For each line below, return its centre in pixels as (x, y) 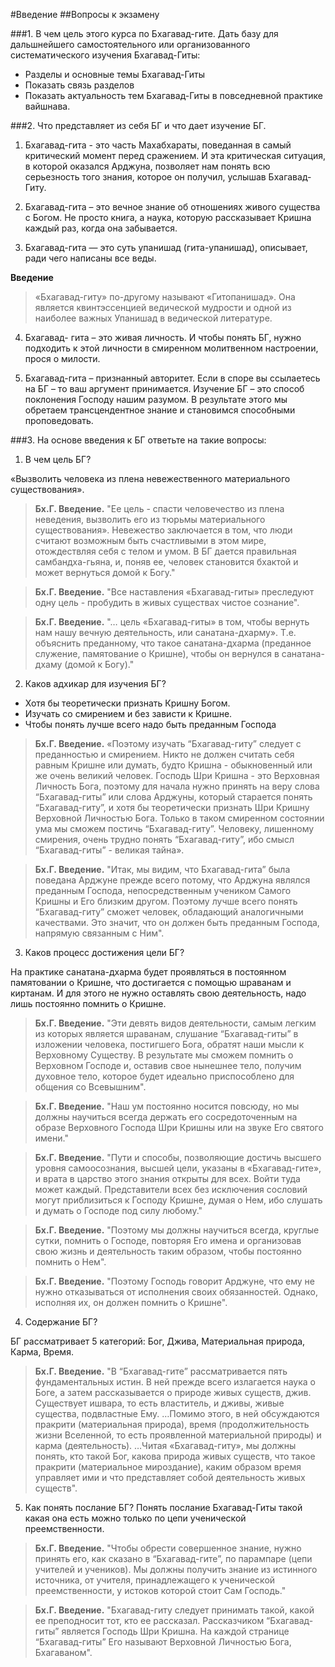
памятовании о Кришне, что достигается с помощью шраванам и (151, 982)
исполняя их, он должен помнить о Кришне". (131, 1302)
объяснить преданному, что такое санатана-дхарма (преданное (173, 643)
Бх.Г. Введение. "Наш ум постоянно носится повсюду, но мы (167, 1106)
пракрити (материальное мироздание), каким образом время (168, 1467)
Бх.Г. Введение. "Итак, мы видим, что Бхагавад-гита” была (162, 869)
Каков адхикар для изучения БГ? (95, 683)
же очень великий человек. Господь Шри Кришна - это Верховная (177, 775)
